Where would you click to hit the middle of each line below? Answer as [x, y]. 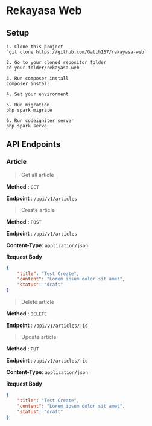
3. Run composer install [37, 79]
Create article [38, 210]
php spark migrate [29, 110]
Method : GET [23, 186]
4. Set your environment [37, 94]
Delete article [38, 302]
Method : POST [24, 222]
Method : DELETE [27, 314]
